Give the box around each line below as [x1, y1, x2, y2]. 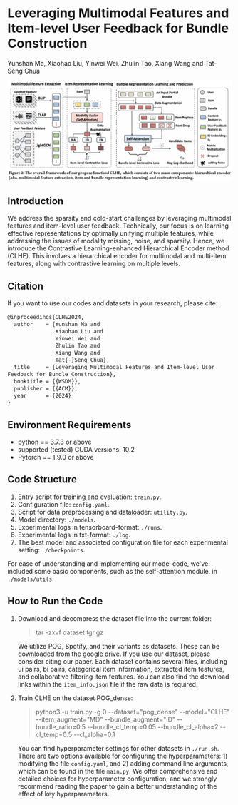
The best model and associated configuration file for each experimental [17, 537, 228, 547]
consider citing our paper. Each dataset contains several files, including [17, 657, 228, 665]
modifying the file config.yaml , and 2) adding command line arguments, [17, 759, 229, 768]
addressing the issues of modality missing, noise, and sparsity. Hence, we [7, 237, 225, 245]
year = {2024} [14, 393, 72, 400]
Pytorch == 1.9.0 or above [17, 453, 94, 462]
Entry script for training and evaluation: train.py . [17, 492, 162, 501]
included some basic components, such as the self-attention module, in [7, 567, 217, 575]
